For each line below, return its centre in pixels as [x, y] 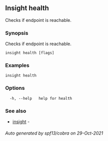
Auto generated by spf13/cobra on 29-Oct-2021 [54, 133]
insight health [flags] [30, 53]
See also [16, 111]
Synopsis [17, 33]
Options [15, 88]
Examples [17, 66]
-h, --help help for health [41, 98]
